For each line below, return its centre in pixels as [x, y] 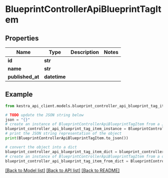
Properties [22, 38]
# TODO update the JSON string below [44, 115]
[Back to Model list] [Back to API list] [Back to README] [62, 171]
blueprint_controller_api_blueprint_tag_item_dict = [61, 152]
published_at [23, 77]
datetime [55, 77]
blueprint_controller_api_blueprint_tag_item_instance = [66, 129]
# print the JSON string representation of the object [63, 134]
